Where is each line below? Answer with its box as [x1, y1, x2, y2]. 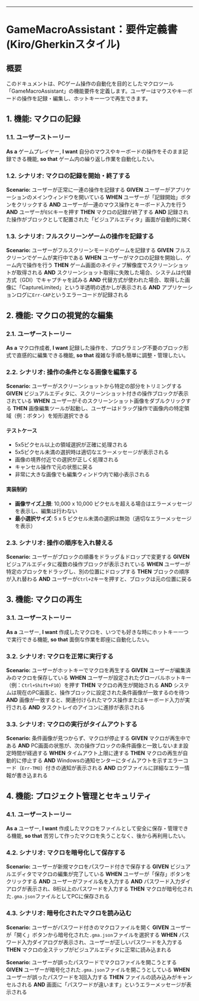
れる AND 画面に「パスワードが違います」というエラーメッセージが [21, 981, 187, 988]
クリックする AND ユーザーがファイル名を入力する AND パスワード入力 [6, 878, 181, 885]
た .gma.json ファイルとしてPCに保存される [6, 893, 110, 900]
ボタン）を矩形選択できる [26, 412, 89, 419]
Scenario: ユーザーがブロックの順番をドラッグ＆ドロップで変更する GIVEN [6, 553, 190, 560]
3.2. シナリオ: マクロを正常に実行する [6, 652, 114, 660]
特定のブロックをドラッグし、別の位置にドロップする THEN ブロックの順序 [6, 568, 190, 575]
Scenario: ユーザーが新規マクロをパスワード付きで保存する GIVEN [6, 863, 169, 870]
